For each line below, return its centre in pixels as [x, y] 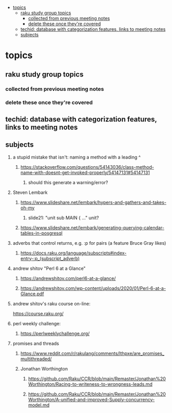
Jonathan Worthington [44, 368]
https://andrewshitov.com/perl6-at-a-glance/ [68, 278]
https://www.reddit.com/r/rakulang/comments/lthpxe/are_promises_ [92, 353]
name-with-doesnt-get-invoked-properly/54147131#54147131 [85, 172]
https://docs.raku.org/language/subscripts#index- [73, 253]
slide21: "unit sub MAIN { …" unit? [63, 218]
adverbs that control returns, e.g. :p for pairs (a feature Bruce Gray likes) [89, 243]
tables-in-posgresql [41, 233]
